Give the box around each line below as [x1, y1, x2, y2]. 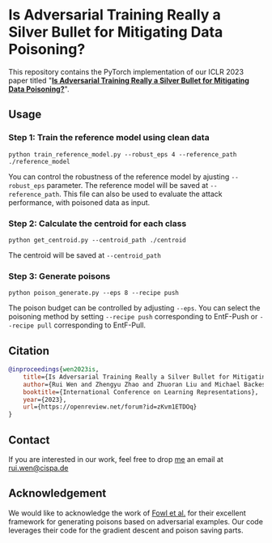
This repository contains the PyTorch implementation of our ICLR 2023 [8, 66, 244, 76]
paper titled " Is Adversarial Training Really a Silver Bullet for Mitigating [8, 75, 249, 85]
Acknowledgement [8, 486, 107, 500]
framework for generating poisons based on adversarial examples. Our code [8, 516, 263, 526]
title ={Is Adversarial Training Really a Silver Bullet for [23, 373, 230, 381]
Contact [8, 433, 50, 447]
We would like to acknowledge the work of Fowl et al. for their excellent [8, 508, 247, 518]
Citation [8, 344, 50, 357]
